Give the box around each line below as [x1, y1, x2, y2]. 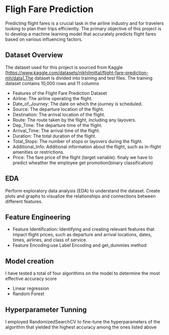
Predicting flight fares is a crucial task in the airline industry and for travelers [5, 20, 164, 26]
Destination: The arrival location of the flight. [12, 111, 105, 117]
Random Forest [12, 291, 44, 297]
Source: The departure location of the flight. [12, 106, 104, 112]
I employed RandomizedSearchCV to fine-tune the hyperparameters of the [5, 319, 160, 324]
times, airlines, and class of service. [12, 237, 87, 243]
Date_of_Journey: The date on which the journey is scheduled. [12, 101, 143, 107]
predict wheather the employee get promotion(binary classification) [12, 160, 153, 166]
